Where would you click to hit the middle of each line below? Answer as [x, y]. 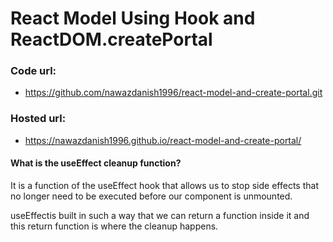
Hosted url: [38, 119]
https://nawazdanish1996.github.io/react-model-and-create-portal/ [163, 140]
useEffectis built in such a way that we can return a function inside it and [160, 215]
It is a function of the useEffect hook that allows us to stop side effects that [164, 185]
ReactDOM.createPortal [111, 39]
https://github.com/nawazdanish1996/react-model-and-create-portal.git [173, 93]
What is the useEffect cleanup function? [96, 163]
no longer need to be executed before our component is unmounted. [151, 196]
